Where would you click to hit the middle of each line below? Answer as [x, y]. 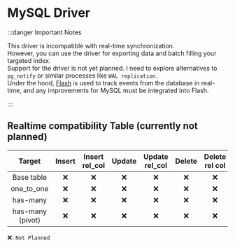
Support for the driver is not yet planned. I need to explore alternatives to [112, 68]
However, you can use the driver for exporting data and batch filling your [112, 53]
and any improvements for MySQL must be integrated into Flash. [116, 90]
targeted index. [29, 60]
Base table [30, 177]
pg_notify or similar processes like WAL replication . [82, 76]
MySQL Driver [49, 13]
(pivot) [29, 220]
